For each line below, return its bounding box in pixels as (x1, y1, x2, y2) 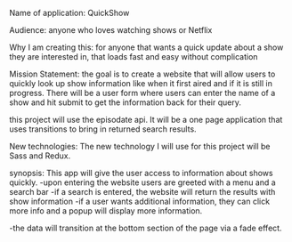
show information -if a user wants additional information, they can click (9, 196, 270, 206)
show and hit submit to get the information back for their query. (9, 97, 242, 108)
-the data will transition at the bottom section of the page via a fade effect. (9, 222, 282, 233)
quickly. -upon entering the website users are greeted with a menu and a (9, 177, 276, 188)
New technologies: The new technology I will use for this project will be (9, 141, 271, 151)
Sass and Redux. (9, 150, 71, 161)
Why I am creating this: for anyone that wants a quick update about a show (9, 42, 284, 52)
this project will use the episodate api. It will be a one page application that (9, 115, 283, 125)
